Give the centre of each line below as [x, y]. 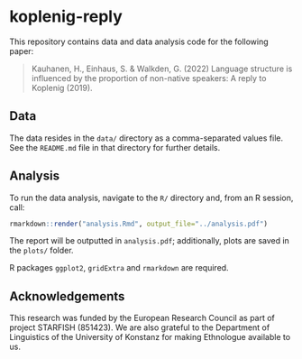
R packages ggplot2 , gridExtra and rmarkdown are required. [119, 268]
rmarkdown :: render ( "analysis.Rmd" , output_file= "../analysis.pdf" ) [139, 224]
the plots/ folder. [41, 251]
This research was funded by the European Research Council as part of [142, 318]
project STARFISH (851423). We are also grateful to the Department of [140, 327]
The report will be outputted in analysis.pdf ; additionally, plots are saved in [150, 241]
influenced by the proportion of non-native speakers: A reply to [149, 78]
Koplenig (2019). [62, 87]
